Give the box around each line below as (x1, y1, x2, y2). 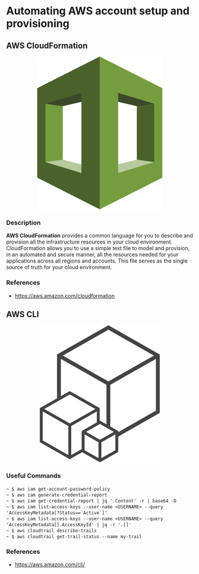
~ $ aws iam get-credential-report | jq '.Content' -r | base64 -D (6, 498, 177, 504)
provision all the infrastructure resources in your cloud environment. (6, 238, 173, 245)
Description (6, 219, 41, 227)
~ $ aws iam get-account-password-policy (6, 486, 110, 492)
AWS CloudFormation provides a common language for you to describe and (6, 232, 193, 239)
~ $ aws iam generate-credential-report (6, 492, 108, 498)
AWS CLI (6, 309, 39, 319)
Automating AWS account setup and (6, 4, 190, 18)
